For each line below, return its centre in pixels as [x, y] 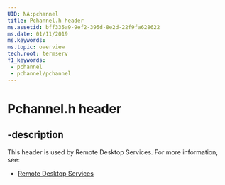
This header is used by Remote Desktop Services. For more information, [113, 152]
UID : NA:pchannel [33, 14]
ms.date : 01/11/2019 [38, 34]
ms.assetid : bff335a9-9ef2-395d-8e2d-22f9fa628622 [84, 27]
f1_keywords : [27, 60]
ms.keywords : [27, 41]
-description [35, 135]
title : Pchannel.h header [45, 21]
